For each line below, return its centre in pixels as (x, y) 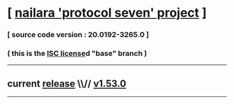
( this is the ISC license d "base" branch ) (77, 54)
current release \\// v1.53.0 (67, 83)
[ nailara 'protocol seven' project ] (107, 13)
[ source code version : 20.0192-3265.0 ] (78, 35)
